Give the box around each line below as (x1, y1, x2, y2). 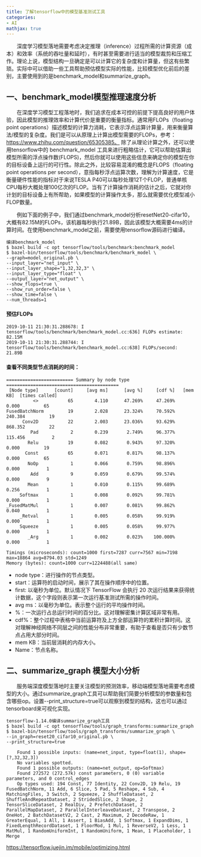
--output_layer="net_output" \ (6, 276, 84, 282)
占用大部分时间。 (20, 631, 63, 639)
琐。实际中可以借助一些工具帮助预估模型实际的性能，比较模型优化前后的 (6, 65, 184, 72)
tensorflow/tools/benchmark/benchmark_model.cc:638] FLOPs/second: (6, 345, 178, 351)
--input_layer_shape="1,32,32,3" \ (6, 266, 95, 272)
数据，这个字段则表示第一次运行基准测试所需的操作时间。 (20, 594, 162, 601)
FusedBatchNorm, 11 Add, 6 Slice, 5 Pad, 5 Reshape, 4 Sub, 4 (6, 786, 165, 792)
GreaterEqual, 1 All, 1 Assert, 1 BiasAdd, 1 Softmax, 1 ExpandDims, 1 (6, 818, 188, 823)
